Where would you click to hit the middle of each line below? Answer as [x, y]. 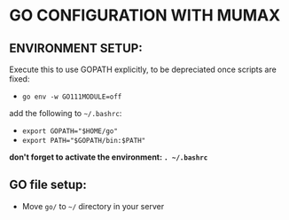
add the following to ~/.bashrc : [66, 113]
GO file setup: [48, 185]
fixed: [20, 79]
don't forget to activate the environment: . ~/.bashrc [109, 157]
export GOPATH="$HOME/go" [70, 131]
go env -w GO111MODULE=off [72, 97]
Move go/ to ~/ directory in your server [93, 206]
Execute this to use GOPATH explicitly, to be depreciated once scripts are [143, 69]
